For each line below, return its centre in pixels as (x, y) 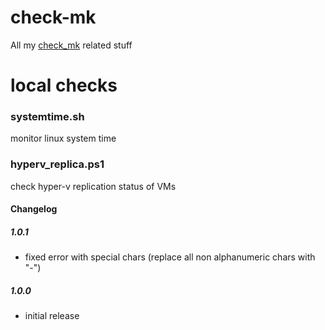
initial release (52, 316)
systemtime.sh (47, 117)
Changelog (34, 209)
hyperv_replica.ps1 (57, 164)
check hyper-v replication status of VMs (93, 186)
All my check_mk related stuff (71, 45)
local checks (64, 85)
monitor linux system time (63, 138)
